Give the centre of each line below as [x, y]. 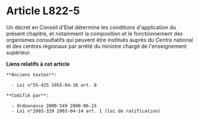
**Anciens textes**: [32, 75]
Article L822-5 [43, 11]
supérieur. [19, 52]
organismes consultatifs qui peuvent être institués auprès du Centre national [99, 40]
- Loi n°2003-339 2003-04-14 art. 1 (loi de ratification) [86, 111]
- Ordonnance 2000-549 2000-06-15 [54, 106]
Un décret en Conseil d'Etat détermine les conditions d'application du [91, 27]
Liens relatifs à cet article [38, 64]
